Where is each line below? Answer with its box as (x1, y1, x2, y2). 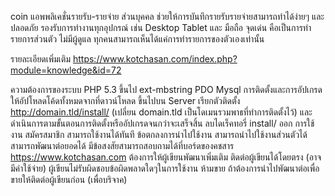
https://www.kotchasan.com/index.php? (72, 53, 238, 65)
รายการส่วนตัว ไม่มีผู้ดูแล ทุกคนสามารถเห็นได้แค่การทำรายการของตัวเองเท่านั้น (10, 33, 265, 45)
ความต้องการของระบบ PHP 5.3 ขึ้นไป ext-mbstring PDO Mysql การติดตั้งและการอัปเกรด (10, 84, 323, 95)
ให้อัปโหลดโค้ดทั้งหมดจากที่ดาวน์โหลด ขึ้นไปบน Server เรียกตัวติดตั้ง (10, 95, 241, 106)
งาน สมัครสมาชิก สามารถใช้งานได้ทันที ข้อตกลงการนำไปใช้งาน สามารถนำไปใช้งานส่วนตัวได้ (10, 129, 308, 140)
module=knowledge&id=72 (10, 64, 122, 76)
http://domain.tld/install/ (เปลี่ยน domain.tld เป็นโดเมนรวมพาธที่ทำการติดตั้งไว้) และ (10, 106, 313, 118)
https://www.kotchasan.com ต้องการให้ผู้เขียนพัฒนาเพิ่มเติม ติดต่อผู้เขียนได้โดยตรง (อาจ (10, 151, 322, 163)
